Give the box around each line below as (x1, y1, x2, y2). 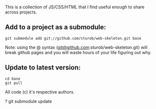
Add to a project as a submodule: (5, 23, 106, 31)
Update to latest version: (5, 64, 81, 72)
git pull (5, 81, 23, 85)
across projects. (5, 9, 37, 15)
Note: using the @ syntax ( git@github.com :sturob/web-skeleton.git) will (5, 44, 148, 50)
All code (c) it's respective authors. (5, 89, 75, 95)
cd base (5, 76, 21, 81)
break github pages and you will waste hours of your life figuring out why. (5, 49, 152, 55)
